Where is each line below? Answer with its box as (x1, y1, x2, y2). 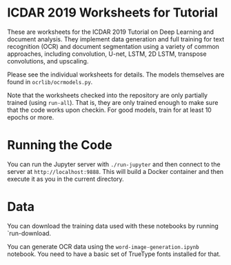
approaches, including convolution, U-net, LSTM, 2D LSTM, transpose (7, 50, 207, 58)
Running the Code (7, 137, 112, 153)
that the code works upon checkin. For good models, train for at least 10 (7, 106, 212, 114)
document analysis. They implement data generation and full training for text (7, 35, 225, 43)
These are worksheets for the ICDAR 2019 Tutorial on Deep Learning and (7, 28, 214, 36)
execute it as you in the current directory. (7, 175, 124, 183)
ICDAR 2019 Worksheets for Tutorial (7, 5, 219, 21)
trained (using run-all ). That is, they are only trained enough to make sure (7, 98, 219, 106)
